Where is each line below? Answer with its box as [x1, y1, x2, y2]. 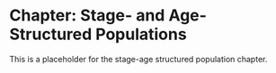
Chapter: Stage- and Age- [9, 5, 207, 26]
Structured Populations [9, 24, 187, 45]
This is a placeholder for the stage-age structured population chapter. [9, 53, 268, 64]
